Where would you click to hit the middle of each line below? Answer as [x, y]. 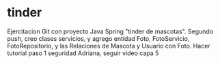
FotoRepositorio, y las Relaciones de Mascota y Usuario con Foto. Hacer [109, 46]
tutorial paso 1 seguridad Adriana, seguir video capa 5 [83, 53]
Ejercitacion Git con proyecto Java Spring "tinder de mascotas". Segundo [110, 31]
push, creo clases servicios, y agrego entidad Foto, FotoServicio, [98, 38]
